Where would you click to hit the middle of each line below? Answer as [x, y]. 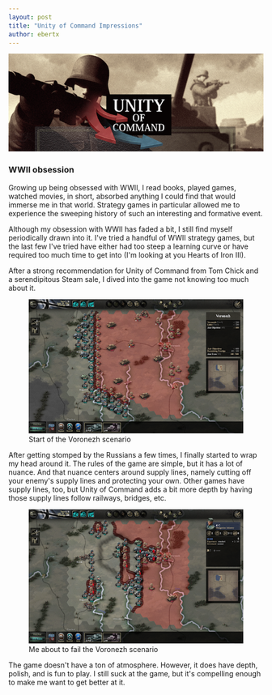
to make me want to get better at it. [67, 682]
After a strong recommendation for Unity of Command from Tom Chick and [134, 271]
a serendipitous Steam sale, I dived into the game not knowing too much [129, 279]
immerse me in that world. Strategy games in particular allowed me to [124, 205]
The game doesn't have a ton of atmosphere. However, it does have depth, [133, 665]
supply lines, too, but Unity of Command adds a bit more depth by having [130, 489]
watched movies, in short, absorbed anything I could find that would [122, 196]
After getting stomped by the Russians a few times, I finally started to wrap [133, 454]
